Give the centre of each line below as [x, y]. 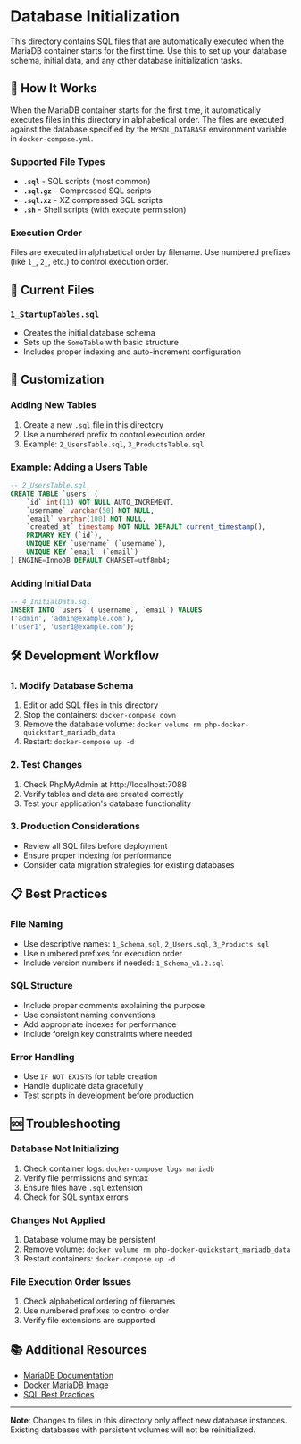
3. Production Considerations [75, 827]
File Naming [37, 924]
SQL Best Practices [59, 1395]
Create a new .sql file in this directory [93, 425]
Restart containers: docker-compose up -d [99, 1259]
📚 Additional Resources [79, 1350]
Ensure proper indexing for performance [97, 855]
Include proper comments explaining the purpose [114, 1005]
